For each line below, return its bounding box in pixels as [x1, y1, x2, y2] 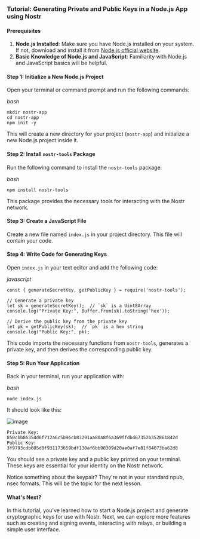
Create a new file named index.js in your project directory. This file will [7, 231, 183, 238]
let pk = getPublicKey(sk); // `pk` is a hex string [7, 323, 144, 330]
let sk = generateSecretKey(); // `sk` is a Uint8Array [7, 302, 152, 309]
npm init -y [7, 120, 36, 126]
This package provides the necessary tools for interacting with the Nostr [7, 197, 185, 204]
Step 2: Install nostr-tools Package [7, 150, 96, 157]
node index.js [7, 396, 42, 402]
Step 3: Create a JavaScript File [7, 218, 87, 225]
